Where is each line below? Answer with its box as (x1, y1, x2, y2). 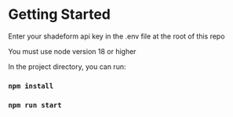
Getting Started (8, 5, 111, 24)
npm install (8, 81, 54, 90)
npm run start (8, 101, 62, 109)
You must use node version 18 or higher (8, 46, 137, 56)
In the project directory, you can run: (8, 61, 126, 71)
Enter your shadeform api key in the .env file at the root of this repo (8, 31, 225, 41)
